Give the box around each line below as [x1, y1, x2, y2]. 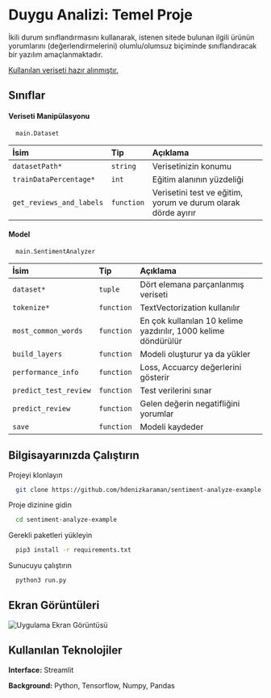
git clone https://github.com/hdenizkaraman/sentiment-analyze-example [15, 486, 262, 494]
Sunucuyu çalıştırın [8, 561, 73, 570]
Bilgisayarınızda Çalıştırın [8, 448, 140, 462]
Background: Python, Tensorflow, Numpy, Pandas [8, 680, 175, 690]
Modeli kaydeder [140, 421, 204, 432]
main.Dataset [15, 129, 60, 137]
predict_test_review [12, 385, 91, 395]
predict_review [12, 404, 71, 413]
